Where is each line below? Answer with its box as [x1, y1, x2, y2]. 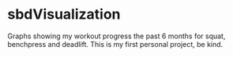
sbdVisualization [7, 5, 121, 23]
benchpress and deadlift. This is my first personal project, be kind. [7, 39, 224, 48]
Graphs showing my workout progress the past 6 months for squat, [7, 31, 226, 41]
